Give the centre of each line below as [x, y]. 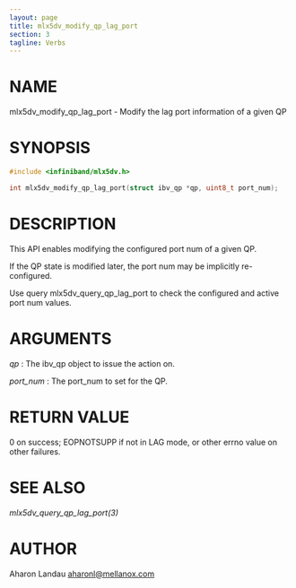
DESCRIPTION [63, 224]
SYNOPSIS [50, 148]
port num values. [40, 302]
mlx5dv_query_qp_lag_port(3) [64, 513]
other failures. [35, 451]
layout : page [34, 17]
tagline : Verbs [38, 43]
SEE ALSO [48, 487]
